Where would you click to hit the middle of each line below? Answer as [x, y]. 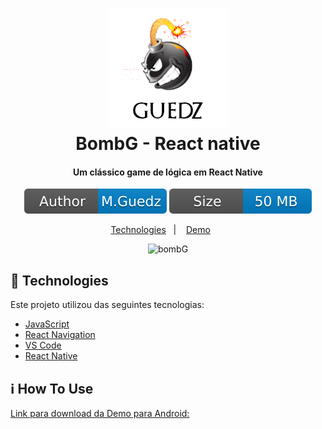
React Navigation [60, 335]
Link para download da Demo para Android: [100, 414]
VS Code [43, 345]
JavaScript [47, 324]
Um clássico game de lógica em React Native [168, 172]
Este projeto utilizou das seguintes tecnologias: [107, 305]
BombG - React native [168, 144]
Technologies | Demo [160, 230]
